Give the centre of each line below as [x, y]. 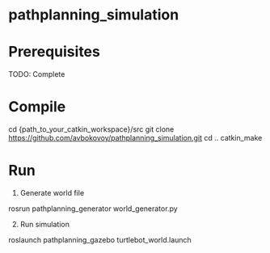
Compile [37, 107]
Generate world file [52, 193]
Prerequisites [55, 52]
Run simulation [45, 224]
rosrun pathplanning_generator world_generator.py [93, 209]
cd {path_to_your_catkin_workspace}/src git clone [91, 129]
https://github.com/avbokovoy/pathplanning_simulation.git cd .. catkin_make [135, 138]
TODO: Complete [37, 74]
